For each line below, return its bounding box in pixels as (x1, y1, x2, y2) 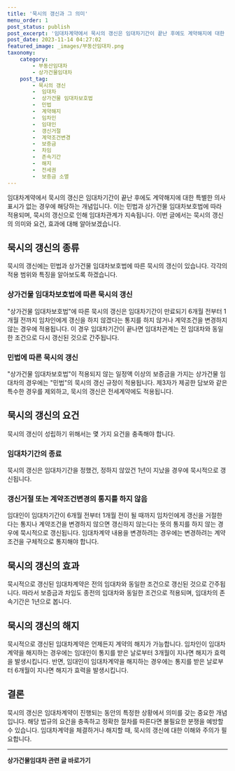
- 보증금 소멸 (32, 173, 69, 180)
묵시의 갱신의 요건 (7, 410, 80, 422)
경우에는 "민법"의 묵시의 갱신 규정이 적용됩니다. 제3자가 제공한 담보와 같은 (25, 378, 228, 387)
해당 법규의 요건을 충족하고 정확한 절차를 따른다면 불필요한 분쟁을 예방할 (27, 717, 224, 725)
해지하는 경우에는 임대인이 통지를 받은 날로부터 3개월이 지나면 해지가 (25, 648, 213, 657)
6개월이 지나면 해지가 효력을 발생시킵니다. (14, 666, 129, 674)
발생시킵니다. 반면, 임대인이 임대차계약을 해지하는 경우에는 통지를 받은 (14, 657, 205, 665)
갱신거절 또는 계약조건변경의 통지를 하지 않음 (7, 494, 148, 503)
